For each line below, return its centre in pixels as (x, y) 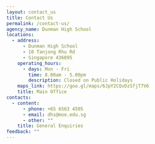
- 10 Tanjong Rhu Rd (49, 52)
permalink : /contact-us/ (38, 23)
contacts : (19, 97)
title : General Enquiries (51, 126)
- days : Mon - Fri (46, 69)
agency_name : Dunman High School (49, 29)
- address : (26, 40)
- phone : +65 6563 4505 (53, 109)
